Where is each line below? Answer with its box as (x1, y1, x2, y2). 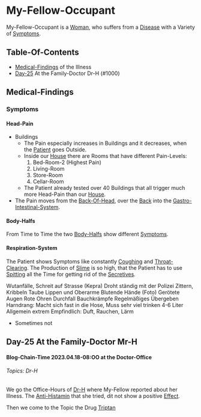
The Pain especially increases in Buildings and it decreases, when (23, 139, 187, 147)
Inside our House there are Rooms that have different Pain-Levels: (23, 153, 187, 160)
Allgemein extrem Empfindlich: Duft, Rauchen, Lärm (6, 308, 134, 315)
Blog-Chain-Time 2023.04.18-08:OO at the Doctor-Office (6, 353, 152, 361)
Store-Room (32, 172, 63, 179)
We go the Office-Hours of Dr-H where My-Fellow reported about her (6, 386, 178, 393)
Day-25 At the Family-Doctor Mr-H (6, 337, 138, 347)
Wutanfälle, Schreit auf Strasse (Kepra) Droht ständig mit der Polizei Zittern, (6, 282, 193, 289)
